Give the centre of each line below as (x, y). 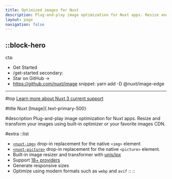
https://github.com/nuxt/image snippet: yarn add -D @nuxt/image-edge (89, 84)
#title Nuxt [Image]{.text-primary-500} (46, 109)
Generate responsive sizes (41, 166)
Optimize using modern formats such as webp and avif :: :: (74, 171)
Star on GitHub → (31, 78)
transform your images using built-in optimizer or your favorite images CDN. (85, 124)
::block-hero (26, 45)
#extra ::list (17, 134)
